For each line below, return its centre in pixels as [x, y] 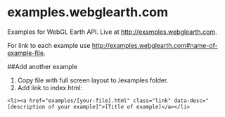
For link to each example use [49, 45]
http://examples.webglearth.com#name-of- [155, 45]
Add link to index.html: [50, 87]
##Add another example [42, 66]
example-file [26, 53]
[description [26, 106]
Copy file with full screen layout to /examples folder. [93, 80]
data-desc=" [192, 100]
